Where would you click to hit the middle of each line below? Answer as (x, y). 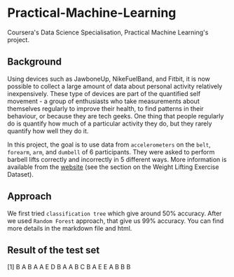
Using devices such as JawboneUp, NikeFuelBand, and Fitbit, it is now (109, 79)
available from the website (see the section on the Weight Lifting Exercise (113, 167)
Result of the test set (54, 250)
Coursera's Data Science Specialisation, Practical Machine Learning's (108, 32)
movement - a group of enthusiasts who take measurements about (103, 101)
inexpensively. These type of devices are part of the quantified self (104, 93)
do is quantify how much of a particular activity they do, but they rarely (110, 123)
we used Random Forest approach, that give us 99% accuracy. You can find (116, 221)
